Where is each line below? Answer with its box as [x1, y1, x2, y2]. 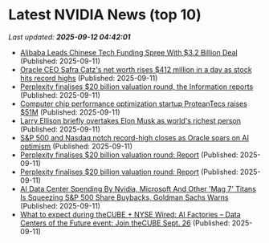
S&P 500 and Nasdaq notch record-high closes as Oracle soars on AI [19, 132, 249, 142]
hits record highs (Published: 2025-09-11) [19, 73, 158, 83]
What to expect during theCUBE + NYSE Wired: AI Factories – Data [19, 209, 241, 219]
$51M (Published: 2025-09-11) [19, 107, 120, 117]
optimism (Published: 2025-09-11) [19, 141, 133, 151]
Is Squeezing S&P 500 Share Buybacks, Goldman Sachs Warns [19, 192, 229, 202]
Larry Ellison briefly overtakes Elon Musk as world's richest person [19, 115, 241, 125]
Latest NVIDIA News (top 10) [8, 6, 202, 24]
